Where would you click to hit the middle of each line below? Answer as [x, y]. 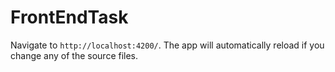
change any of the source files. [74, 55]
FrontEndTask [69, 17]
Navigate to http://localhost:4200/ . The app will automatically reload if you [167, 45]
